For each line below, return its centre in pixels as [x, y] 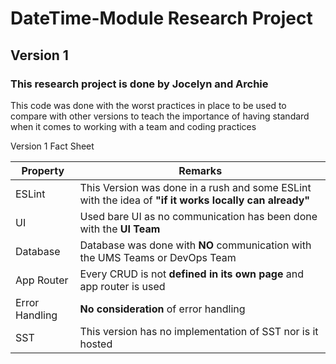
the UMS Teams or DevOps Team [158, 257]
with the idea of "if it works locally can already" [195, 200]
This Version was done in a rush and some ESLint [195, 187]
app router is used [122, 286]
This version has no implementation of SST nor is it [199, 331]
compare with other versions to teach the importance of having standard [160, 116]
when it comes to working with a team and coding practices [133, 126]
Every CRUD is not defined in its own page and [192, 274]
